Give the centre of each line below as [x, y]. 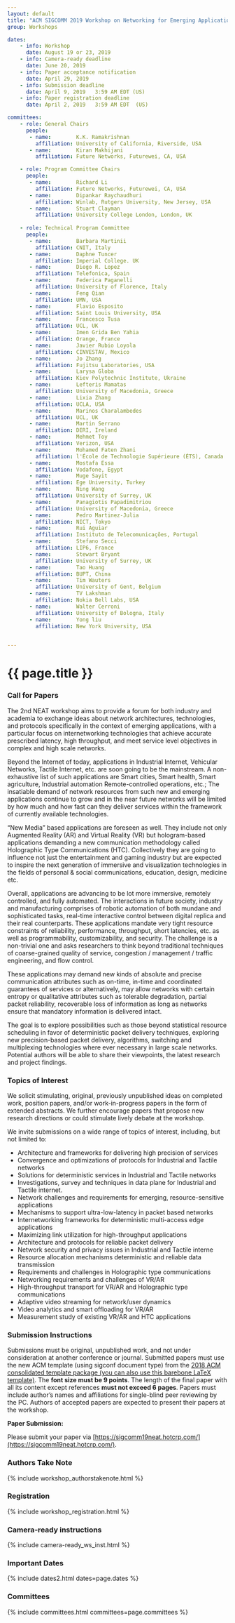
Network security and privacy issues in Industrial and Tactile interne [115, 1250]
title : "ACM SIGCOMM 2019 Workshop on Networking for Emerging [101, 20]
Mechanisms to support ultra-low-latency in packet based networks [115, 1212]
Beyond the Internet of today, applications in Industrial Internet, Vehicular [113, 762]
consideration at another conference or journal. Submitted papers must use [116, 1358]
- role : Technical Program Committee [75, 228]
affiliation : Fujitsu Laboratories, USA [95, 365]
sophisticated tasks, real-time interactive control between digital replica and [117, 915]
